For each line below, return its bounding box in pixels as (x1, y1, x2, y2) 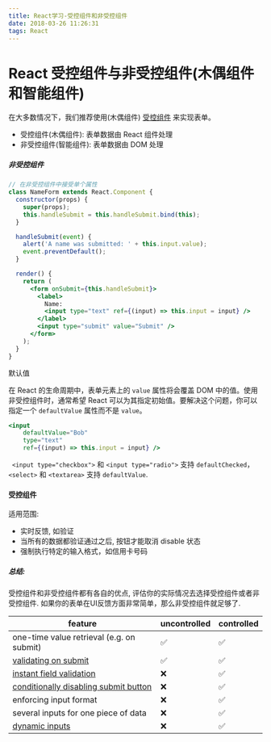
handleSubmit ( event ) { (15, 233, 92, 241)
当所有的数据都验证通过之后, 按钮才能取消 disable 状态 (19, 536, 201, 546)
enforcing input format (12, 694, 98, 706)
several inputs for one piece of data (12, 707, 147, 719)
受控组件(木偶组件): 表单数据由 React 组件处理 (19, 130, 173, 140)
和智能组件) (8, 84, 85, 103)
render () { (15, 270, 52, 279)
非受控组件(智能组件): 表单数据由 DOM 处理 (19, 140, 164, 149)
